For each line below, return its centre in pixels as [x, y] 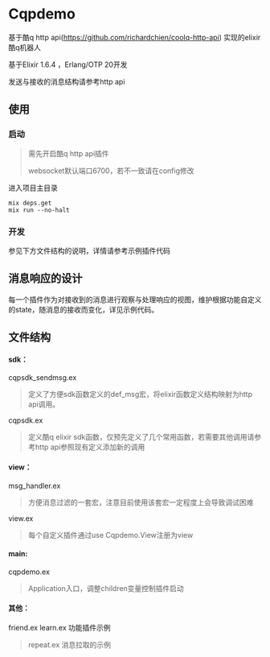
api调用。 [44, 404]
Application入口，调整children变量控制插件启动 [106, 588]
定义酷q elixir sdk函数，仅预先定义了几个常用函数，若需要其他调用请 [141, 437]
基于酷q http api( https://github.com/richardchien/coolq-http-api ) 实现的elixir [135, 37]
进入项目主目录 [33, 188]
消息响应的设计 [45, 279]
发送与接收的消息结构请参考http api [67, 81]
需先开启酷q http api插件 [69, 153]
